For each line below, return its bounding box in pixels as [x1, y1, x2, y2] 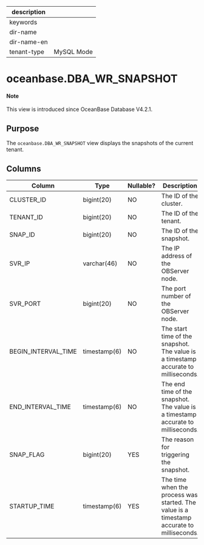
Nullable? [127, 181, 156, 190]
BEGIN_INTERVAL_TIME [9, 347, 77, 356]
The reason [161, 435, 194, 444]
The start [161, 325, 188, 333]
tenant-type [9, 48, 44, 56]
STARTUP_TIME [9, 502, 55, 510]
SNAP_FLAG [9, 450, 45, 459]
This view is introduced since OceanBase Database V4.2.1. [6, 106, 153, 113]
